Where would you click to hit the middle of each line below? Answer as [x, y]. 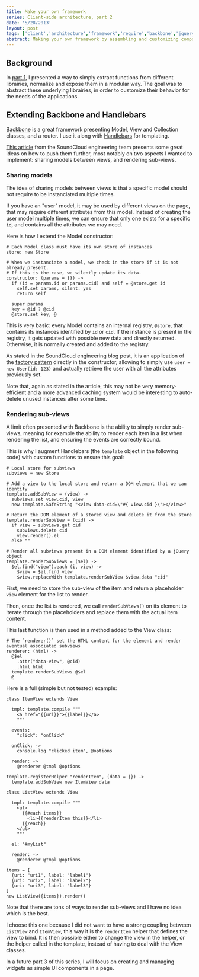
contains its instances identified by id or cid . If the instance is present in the [99, 331]
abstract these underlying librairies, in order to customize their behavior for [98, 90]
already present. [28, 267]
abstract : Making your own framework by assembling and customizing [92, 39]
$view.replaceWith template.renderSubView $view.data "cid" [92, 577]
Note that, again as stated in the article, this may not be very [80, 386]
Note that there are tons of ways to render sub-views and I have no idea [94, 907]
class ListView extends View [42, 793]
